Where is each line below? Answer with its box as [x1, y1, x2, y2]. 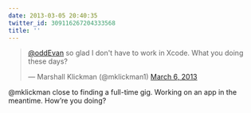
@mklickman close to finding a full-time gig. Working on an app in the [8, 88, 237, 97]
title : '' [8, 26, 41, 34]
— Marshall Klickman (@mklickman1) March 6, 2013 [27, 72, 198, 82]
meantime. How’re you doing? [8, 96, 107, 106]
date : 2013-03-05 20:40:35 [8, 11, 98, 20]
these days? [27, 56, 68, 66]
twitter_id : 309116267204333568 [8, 19, 116, 27]
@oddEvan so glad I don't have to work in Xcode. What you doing [27, 49, 244, 58]
